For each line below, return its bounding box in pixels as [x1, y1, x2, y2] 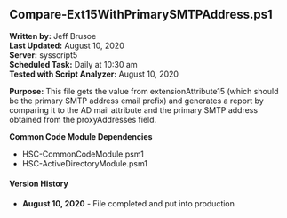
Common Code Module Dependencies [9, 131, 153, 141]
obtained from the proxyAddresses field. [9, 114, 157, 125]
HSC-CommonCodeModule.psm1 [21, 149, 144, 159]
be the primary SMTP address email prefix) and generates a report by [9, 95, 264, 106]
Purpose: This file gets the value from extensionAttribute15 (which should [9, 85, 279, 96]
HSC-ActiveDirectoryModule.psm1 [21, 157, 148, 168]
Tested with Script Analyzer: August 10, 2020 [9, 69, 179, 79]
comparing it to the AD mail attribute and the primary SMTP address [9, 104, 259, 115]
